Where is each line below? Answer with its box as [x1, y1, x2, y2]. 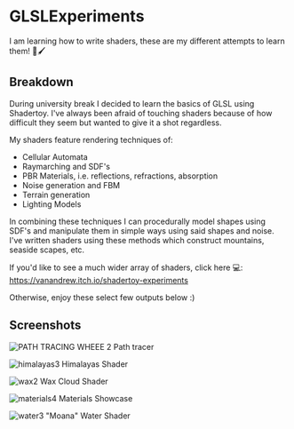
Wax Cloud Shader [39, 376, 108, 386]
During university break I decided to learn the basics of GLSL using [9, 98, 255, 108]
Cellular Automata [21, 151, 89, 162]
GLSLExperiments [9, 6, 145, 27]
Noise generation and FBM [21, 179, 121, 190]
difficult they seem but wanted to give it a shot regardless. [9, 117, 222, 128]
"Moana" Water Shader [45, 410, 131, 421]
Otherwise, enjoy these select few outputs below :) [9, 291, 195, 303]
